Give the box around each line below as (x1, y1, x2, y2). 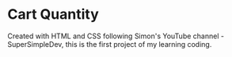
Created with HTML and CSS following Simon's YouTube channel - (7, 31, 225, 41)
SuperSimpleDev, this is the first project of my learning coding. (7, 39, 212, 48)
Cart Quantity (7, 5, 100, 23)
